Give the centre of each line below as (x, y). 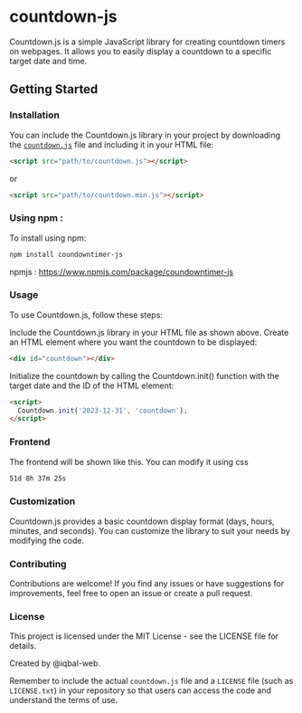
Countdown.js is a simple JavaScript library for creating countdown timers (147, 42)
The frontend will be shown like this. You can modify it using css (129, 461)
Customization (42, 501)
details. (23, 646)
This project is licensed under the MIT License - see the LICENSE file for (144, 636)
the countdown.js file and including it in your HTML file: (112, 144)
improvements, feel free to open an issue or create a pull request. (131, 594)
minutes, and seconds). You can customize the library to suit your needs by (150, 530)
